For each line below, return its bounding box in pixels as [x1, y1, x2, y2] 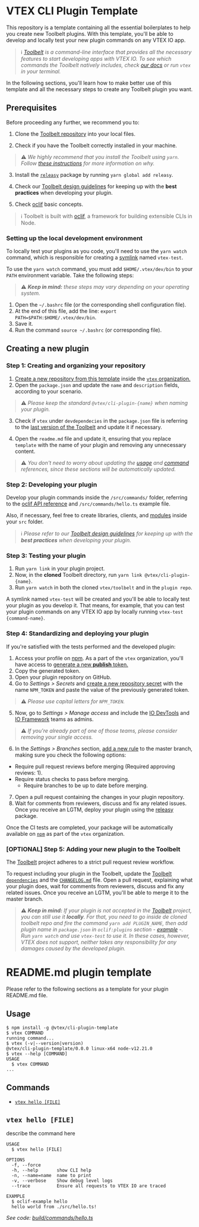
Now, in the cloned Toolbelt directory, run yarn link [14, 572, 143, 579]
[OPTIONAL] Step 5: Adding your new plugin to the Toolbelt [6, 845, 181, 853]
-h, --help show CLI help [11, 1167, 92, 1173]
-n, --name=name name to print [11, 1173, 92, 1179]
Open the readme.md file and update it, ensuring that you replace [14, 435, 171, 442]
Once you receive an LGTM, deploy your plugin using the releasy [14, 805, 174, 813]
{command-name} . [6, 614, 46, 622]
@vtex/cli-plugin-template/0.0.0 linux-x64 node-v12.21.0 [6, 1045, 153, 1051]
